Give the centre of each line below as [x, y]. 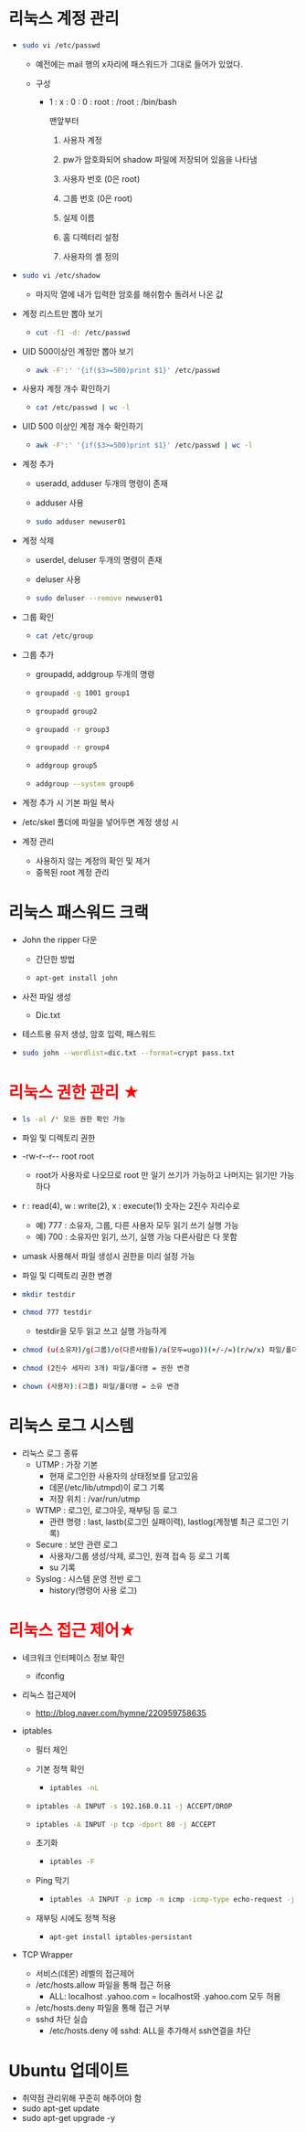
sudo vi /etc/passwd [61, 45]
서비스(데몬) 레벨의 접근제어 [85, 1974]
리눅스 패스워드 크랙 [79, 912]
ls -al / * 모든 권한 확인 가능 [74, 1119]
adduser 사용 [59, 503]
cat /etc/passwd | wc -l [83, 408]
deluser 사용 [58, 579]
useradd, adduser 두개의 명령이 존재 [101, 483]
